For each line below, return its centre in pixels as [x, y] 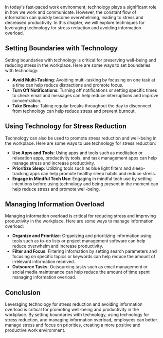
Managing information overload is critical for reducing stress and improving [81, 216]
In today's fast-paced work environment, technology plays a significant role [81, 7]
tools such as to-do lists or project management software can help [79, 241]
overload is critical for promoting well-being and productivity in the [72, 310]
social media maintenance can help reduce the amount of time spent [81, 272]
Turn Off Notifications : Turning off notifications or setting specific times [84, 90]
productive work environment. [35, 330]
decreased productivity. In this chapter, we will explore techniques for [75, 22]
